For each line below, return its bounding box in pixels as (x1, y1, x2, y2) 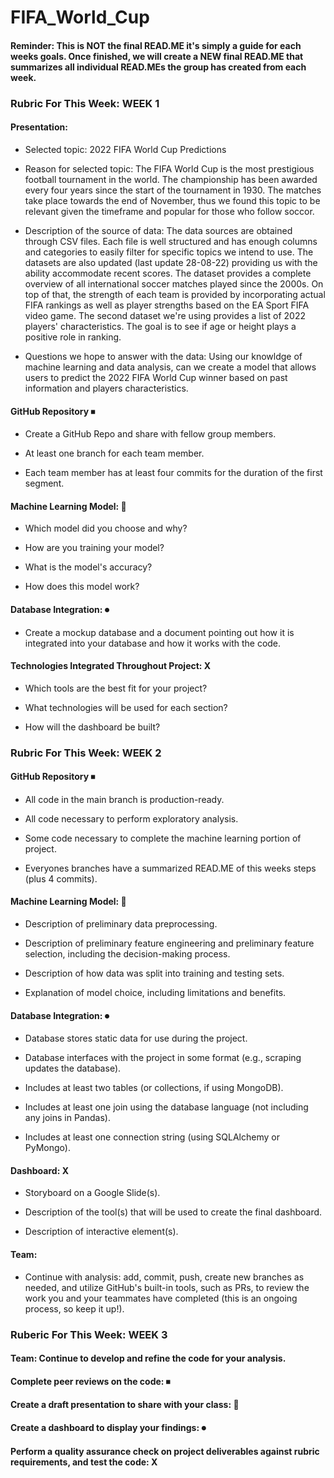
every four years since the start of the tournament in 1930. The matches (24, 184, 322, 196)
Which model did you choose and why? (24, 522, 188, 535)
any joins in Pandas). (24, 1112, 111, 1124)
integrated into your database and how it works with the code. (24, 637, 282, 649)
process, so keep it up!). (24, 1302, 125, 1315)
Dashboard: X (10, 1164, 69, 1176)
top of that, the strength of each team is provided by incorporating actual (24, 288, 326, 300)
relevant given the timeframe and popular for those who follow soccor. (24, 205, 315, 217)
